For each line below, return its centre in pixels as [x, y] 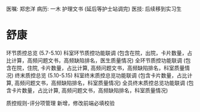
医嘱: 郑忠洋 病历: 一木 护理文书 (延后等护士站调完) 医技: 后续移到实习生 [94, 9]
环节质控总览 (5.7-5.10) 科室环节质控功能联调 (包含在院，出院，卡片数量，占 [99, 53]
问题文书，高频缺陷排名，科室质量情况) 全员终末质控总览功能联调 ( [107, 83]
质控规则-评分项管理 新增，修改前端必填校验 [61, 103]
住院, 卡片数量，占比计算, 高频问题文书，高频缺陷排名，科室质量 [106, 68]
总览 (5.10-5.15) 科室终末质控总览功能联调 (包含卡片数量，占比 [111, 75]
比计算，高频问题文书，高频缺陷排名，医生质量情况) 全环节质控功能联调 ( [96, 60]
